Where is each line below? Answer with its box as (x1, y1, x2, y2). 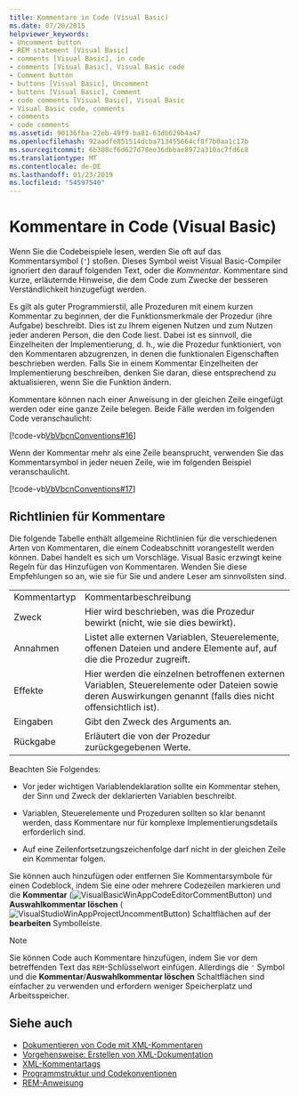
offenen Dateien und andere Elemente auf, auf (84, 641, 278, 654)
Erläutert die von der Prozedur (84, 730, 211, 742)
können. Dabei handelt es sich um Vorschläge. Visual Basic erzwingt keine (9, 552, 282, 562)
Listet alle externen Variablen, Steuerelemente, (84, 631, 279, 643)
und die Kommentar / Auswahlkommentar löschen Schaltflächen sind (9, 971, 265, 981)
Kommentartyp (13, 591, 77, 603)
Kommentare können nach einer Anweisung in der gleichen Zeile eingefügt (9, 394, 283, 405)
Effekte (13, 684, 44, 697)
